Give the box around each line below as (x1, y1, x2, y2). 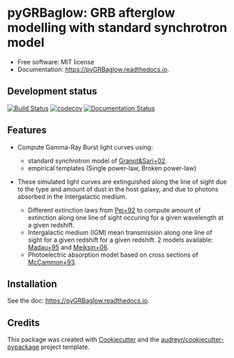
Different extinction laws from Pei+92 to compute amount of (27, 206, 201, 214)
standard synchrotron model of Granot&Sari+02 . (27, 156, 168, 165)
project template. (41, 343, 90, 351)
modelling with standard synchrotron (7, 20, 228, 36)
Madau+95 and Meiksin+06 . (27, 243, 110, 251)
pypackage (7, 343, 40, 351)
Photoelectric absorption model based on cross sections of (27, 250, 199, 259)
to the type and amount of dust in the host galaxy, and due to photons (17, 185, 219, 193)
